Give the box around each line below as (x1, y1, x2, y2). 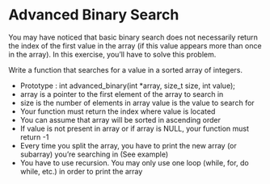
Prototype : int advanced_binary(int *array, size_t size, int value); (19, 81, 236, 90)
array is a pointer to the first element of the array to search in (19, 89, 224, 98)
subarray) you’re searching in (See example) (19, 149, 169, 159)
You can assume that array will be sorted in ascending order (19, 115, 221, 124)
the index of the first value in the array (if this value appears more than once (8, 40, 262, 50)
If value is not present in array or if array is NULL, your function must (19, 123, 249, 133)
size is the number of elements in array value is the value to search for (19, 98, 255, 107)
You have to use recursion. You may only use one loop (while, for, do (19, 157, 249, 167)
